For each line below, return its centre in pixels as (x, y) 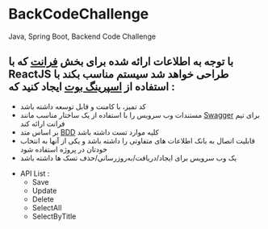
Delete (43, 199)
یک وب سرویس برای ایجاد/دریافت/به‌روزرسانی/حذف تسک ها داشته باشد (128, 157)
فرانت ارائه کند (42, 123)
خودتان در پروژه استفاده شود (63, 149)
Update (44, 190)
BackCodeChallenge (79, 14)
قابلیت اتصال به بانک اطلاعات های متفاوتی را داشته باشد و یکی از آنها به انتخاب (138, 140)
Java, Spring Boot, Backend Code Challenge (82, 36)
